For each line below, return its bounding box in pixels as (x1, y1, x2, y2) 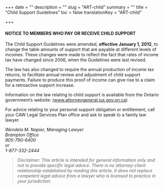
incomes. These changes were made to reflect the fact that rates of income (5, 52, 159, 58)
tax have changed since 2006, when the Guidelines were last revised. (5, 57, 147, 63)
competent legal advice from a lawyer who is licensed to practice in (17, 173, 156, 179)
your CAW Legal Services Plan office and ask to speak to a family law (5, 112, 147, 118)
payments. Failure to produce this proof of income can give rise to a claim (5, 77, 156, 83)
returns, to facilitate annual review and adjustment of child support (5, 72, 141, 78)
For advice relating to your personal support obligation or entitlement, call (5, 107, 155, 113)
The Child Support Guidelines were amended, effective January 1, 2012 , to (5, 41, 158, 47)
